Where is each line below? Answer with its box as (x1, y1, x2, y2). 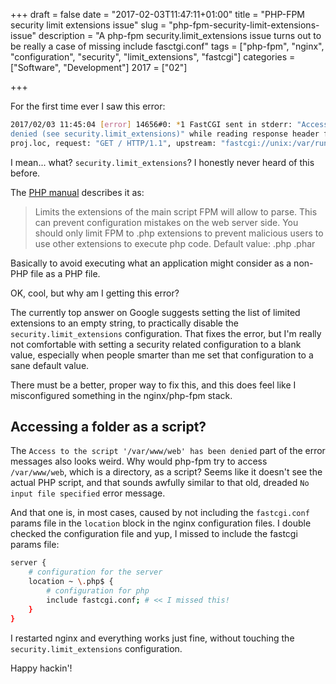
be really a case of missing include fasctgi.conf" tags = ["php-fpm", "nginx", (10, 40, 325, 52)
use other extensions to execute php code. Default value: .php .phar (34, 237, 316, 249)
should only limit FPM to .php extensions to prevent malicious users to (34, 227, 324, 239)
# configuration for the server (28, 567, 163, 578)
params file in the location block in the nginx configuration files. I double (10, 517, 312, 529)
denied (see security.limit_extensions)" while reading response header (10, 129, 320, 139)
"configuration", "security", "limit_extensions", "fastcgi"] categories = (10, 51, 296, 63)
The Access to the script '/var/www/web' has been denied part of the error (10, 445, 326, 457)
